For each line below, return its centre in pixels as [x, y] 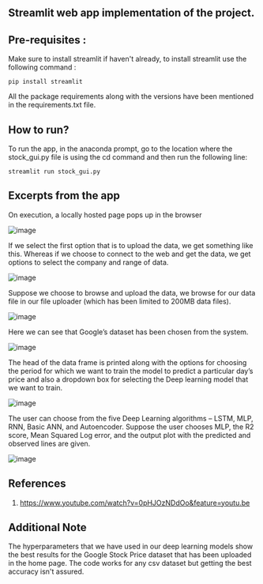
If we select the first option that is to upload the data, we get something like [131, 245]
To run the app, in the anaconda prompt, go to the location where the [120, 149]
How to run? [39, 130]
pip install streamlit [45, 82]
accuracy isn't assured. [46, 571]
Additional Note [47, 527]
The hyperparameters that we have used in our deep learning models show [131, 546]
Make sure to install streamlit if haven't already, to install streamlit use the [128, 59]
